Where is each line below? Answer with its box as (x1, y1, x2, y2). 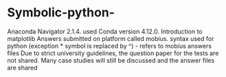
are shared (7, 63, 38, 72)
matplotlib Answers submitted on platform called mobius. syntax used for (7, 34, 214, 42)
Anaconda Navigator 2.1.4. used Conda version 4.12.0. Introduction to (7, 27, 203, 35)
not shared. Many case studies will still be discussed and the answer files (7, 56, 215, 64)
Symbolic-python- (7, 5, 115, 20)
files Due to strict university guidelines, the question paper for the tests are (7, 49, 219, 57)
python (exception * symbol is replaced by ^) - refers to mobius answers (7, 42, 212, 50)
